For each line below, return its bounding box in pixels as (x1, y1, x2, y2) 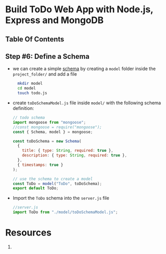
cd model (17, 86, 36, 91)
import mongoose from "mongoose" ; (12, 120, 86, 125)
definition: (12, 105, 34, 111)
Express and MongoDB (5, 14, 104, 26)
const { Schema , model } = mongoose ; (12, 129, 93, 134)
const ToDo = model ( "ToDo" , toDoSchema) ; (12, 181, 102, 186)
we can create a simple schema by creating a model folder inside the (12, 65, 156, 72)
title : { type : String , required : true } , (22, 148, 114, 153)
